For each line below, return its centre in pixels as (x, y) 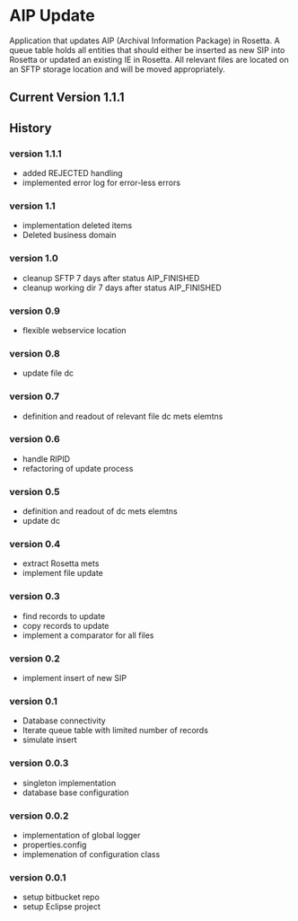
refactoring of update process (78, 468)
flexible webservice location (74, 330)
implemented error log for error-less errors (101, 183)
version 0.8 (35, 353)
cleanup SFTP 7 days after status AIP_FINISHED (111, 278)
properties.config (54, 845)
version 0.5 (35, 491)
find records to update (64, 615)
